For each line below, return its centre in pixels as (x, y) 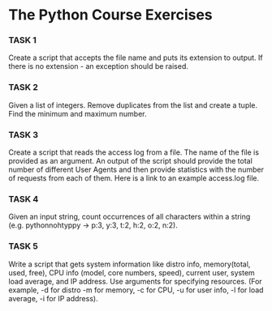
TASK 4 (24, 199)
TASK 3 (24, 134)
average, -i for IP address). (54, 298)
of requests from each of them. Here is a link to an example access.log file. (134, 178)
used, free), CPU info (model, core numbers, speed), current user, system (132, 272)
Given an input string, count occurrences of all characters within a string (130, 217)
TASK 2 (24, 87)
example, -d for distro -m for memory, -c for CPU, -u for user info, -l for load (136, 290)
